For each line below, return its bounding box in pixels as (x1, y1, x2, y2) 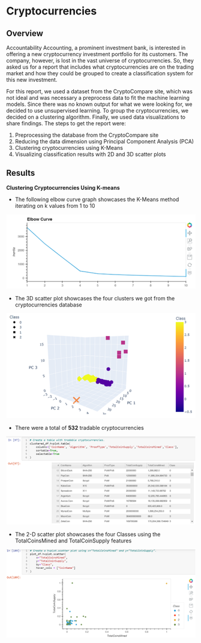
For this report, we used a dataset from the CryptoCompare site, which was (6, 88, 193, 95)
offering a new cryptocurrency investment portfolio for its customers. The (6, 51, 188, 58)
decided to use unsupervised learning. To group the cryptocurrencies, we (6, 107, 189, 114)
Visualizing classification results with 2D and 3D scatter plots (14, 151, 166, 158)
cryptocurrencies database (14, 301, 82, 308)
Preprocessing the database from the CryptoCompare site (14, 131, 159, 138)
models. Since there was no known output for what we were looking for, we (6, 101, 193, 108)
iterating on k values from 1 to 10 (14, 202, 95, 209)
